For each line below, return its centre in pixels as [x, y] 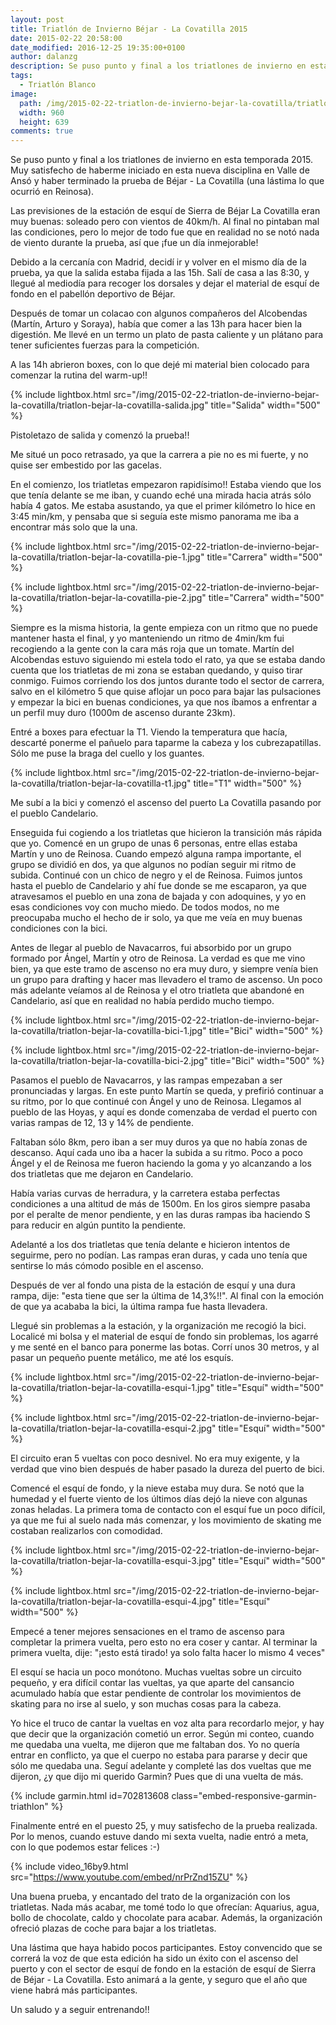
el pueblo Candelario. [54, 813]
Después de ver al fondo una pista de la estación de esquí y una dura [153, 1285]
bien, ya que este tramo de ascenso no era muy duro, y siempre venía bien [164, 969]
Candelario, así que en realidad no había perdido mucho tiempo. [142, 1001]
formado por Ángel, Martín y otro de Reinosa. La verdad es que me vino [158, 958]
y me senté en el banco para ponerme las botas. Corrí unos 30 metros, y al [165, 1347]
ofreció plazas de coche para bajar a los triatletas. [113, 1928]
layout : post [37, 19]
